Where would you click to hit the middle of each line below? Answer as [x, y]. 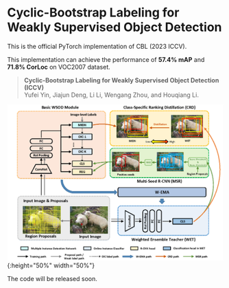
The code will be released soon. [52, 278]
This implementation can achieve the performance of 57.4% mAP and [106, 59]
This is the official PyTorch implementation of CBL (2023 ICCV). [97, 46]
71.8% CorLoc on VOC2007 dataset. [59, 67]
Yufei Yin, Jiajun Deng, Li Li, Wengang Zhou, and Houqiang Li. [111, 95]
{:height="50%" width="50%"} [51, 265]
